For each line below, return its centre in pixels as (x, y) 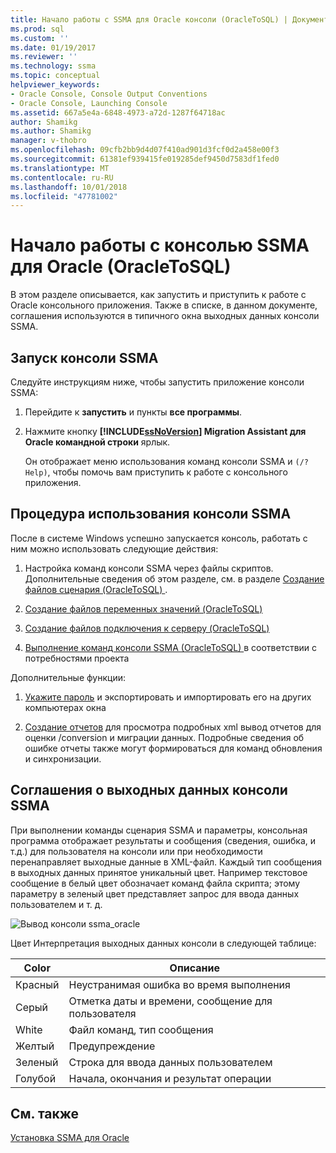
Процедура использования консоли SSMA (151, 514)
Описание (194, 968)
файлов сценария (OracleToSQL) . (96, 589)
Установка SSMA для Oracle (70, 1138)
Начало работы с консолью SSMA (160, 245)
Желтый (35, 1046)
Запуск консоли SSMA (84, 357)
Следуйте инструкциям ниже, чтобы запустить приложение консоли (157, 382)
